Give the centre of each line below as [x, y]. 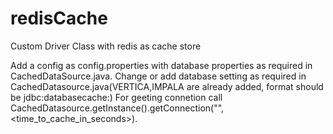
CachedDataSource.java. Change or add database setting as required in [158, 76]
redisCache [59, 18]
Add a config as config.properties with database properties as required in [161, 65]
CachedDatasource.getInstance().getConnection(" [114, 108]
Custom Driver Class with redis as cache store [106, 46]
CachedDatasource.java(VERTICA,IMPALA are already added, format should [167, 86]
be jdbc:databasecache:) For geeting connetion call [116, 97]
